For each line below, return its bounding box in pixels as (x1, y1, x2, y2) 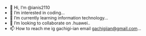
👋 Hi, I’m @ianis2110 (9, 5, 50, 10)
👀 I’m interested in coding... (9, 10, 65, 16)
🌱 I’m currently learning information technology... (9, 15, 108, 20)
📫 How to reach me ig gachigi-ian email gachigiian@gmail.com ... (9, 26, 142, 31)
